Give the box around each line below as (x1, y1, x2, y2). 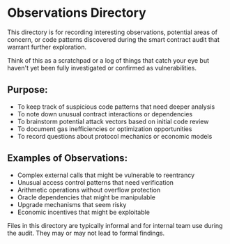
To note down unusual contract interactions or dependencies (17, 109, 193, 118)
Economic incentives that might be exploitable (17, 208, 150, 216)
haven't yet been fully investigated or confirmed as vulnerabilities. (7, 63, 197, 72)
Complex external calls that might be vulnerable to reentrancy (17, 171, 195, 179)
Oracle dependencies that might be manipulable (17, 193, 155, 201)
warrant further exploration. (7, 43, 87, 51)
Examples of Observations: (7, 152, 128, 165)
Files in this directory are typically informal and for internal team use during (7, 221, 223, 229)
